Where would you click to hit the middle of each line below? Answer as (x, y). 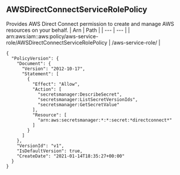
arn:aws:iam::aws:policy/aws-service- (52, 36)
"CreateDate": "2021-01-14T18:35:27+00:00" (71, 156)
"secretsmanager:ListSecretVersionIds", (88, 99)
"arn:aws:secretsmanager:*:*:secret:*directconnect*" (105, 120)
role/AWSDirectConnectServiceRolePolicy (57, 42)
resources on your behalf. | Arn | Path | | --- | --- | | (68, 30)
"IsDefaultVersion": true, (50, 151)
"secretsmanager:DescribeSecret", (80, 94)
